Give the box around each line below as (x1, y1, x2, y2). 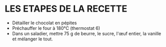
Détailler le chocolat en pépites (12, 20, 77, 26)
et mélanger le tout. (12, 36, 53, 42)
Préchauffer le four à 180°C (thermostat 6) (12, 25, 101, 31)
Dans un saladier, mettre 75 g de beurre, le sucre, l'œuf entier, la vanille (12, 30, 161, 36)
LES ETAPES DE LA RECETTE (5, 3, 128, 15)
